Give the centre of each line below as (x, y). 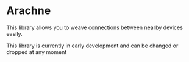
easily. (14, 33)
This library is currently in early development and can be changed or (92, 46)
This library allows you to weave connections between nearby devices (94, 27)
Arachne (29, 11)
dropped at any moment (37, 52)
